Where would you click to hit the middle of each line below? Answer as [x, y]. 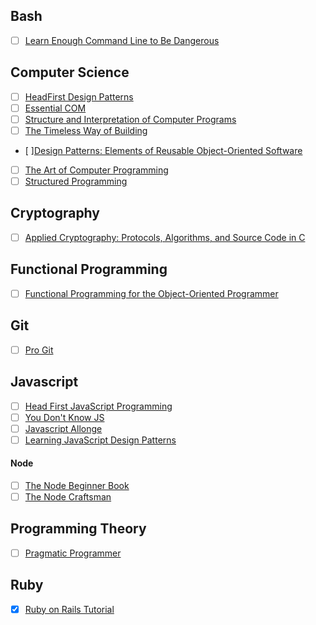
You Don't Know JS [64, 417]
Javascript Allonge [63, 428]
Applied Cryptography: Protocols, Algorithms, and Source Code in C [165, 237]
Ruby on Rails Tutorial [69, 609]
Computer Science [70, 72]
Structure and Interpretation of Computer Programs [130, 119]
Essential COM [55, 108]
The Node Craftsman [68, 497]
